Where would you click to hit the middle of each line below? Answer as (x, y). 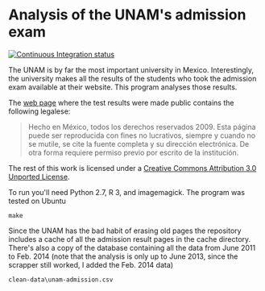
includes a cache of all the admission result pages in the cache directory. (130, 239)
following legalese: (39, 111)
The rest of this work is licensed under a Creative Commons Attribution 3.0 (132, 168)
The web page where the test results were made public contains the (121, 102)
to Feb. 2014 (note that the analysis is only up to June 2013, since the (123, 256)
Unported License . (39, 177)
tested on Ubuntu (37, 201)
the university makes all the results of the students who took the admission (132, 78)
